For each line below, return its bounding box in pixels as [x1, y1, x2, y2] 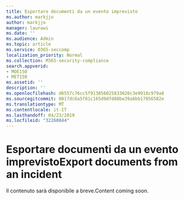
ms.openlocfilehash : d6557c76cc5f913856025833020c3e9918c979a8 [6, 90, 165, 96]
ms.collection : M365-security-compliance [6, 57, 109, 63]
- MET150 [6, 74, 28, 80]
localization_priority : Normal [6, 52, 83, 58]
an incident [6, 168, 62, 181]
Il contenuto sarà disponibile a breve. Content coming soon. [6, 187, 149, 194]
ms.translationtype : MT [6, 101, 65, 107]
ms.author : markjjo [6, 14, 54, 20]
